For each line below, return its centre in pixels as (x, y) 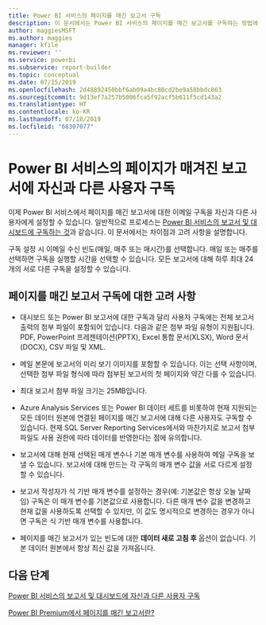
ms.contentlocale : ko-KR (49, 112)
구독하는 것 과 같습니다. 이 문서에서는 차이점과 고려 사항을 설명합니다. (141, 232)
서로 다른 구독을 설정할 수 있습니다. (77, 268)
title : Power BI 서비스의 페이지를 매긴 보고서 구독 (85, 16)
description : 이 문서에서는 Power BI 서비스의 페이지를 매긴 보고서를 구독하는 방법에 (133, 23)
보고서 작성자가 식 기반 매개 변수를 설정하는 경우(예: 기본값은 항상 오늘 (128, 491)
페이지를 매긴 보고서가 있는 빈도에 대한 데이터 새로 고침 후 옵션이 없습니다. (133, 537)
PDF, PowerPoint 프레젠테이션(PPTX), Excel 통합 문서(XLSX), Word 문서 (134, 337)
